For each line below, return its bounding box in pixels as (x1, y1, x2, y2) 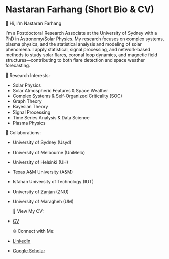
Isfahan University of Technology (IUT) (12, 178, 94, 184)
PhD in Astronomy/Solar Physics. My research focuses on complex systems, (5, 35, 164, 42)
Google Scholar (12, 247, 46, 254)
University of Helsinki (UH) (12, 159, 68, 165)
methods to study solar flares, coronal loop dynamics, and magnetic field (5, 52, 158, 58)
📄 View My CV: (12, 208, 44, 214)
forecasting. (5, 62, 30, 68)
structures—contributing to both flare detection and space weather (5, 57, 145, 63)
